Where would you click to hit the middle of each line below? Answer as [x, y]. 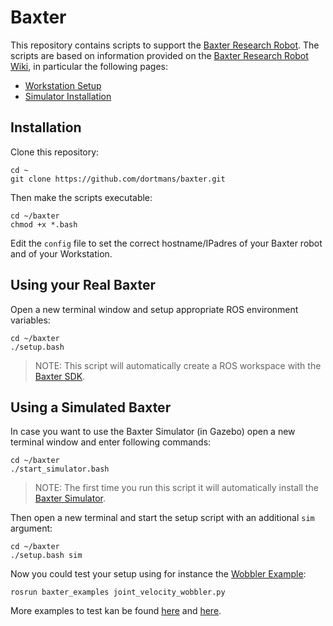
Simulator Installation [68, 96]
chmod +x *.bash [44, 224]
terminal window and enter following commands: [111, 442]
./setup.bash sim [46, 556]
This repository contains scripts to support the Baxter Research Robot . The [165, 45]
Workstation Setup [63, 85]
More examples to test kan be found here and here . [116, 611]
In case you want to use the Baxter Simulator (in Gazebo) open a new [153, 432]
